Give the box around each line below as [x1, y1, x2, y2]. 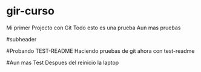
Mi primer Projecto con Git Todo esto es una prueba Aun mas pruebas [6, 24, 181, 31]
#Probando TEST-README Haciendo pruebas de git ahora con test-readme [6, 47, 195, 55]
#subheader [6, 35, 37, 43]
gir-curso [6, 4, 54, 18]
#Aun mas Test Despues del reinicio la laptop [6, 59, 119, 66]
